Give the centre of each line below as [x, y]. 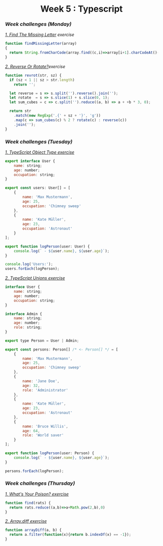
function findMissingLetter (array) [41, 44]
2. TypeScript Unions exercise [35, 278]
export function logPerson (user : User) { [48, 247]
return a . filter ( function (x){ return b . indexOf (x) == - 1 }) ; [70, 535]
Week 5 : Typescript [81, 9]
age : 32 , [31, 386]
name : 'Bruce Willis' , [45, 426]
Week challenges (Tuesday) [39, 141]
